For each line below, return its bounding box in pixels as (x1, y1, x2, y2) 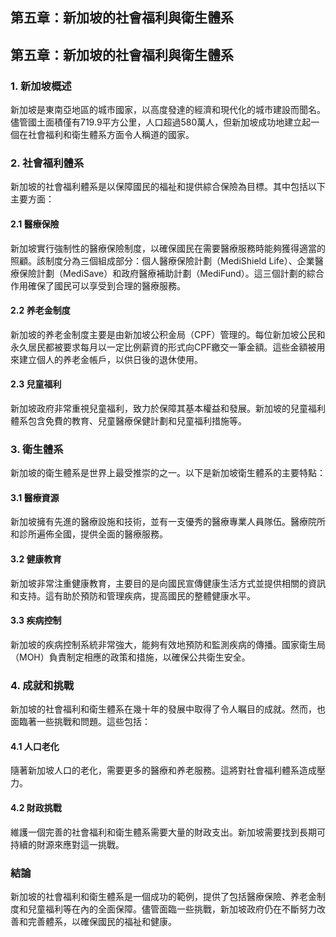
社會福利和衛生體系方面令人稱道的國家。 (27, 129, 195, 141)
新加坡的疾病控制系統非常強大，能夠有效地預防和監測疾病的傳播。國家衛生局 (10, 638, 326, 650)
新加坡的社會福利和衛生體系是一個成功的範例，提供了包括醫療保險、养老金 (10, 890, 317, 902)
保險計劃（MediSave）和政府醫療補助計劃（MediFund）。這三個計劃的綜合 (18, 267, 325, 279)
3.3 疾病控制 (10, 614, 62, 627)
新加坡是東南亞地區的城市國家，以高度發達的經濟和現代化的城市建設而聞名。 (10, 104, 326, 116)
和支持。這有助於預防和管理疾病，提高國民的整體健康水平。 (10, 589, 256, 602)
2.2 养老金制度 (10, 304, 71, 317)
